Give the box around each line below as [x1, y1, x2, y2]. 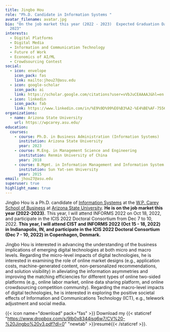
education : [5, 125, 28, 130]
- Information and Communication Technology [10, 45, 105, 50]
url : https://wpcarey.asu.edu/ [14, 120, 80, 125]
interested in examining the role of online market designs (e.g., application [5, 257, 160, 263]
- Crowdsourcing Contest [10, 59, 62, 64]
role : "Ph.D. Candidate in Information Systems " [5, 12, 112, 17]
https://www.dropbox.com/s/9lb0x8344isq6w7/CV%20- [7, 315, 125, 321]
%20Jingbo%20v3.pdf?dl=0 [5, 321, 65, 327]
